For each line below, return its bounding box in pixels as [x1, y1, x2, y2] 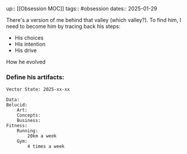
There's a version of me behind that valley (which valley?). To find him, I [6, 17, 182, 23]
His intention [14, 41, 46, 47]
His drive [14, 47, 37, 54]
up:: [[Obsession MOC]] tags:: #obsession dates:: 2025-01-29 [6, 5, 157, 12]
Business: [17, 118, 41, 124]
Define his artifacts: [6, 73, 65, 81]
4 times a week [27, 143, 65, 150]
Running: [17, 128, 38, 134]
